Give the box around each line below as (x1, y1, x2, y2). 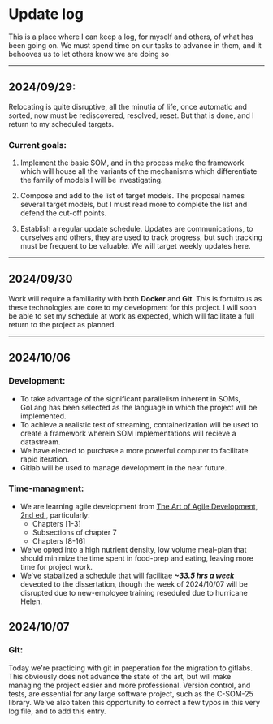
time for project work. (19, 561, 93, 571)
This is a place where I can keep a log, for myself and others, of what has (8, 32, 253, 41)
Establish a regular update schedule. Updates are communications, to (19, 224, 253, 234)
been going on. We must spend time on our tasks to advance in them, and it (8, 40, 262, 50)
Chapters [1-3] (32, 518, 81, 528)
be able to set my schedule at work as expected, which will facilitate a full (8, 310, 255, 321)
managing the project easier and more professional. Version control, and (8, 680, 251, 690)
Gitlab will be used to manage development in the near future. (19, 462, 227, 472)
